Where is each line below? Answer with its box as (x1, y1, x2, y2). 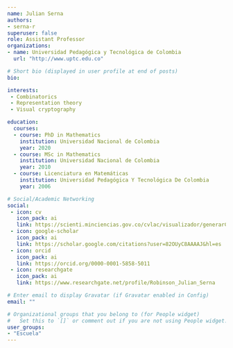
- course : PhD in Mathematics (13, 131, 101, 139)
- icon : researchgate (10, 266, 73, 274)
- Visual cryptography (10, 106, 76, 113)
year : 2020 (19, 144, 51, 151)
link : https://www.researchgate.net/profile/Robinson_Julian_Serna (16, 279, 216, 286)
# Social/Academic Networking (7, 195, 95, 202)
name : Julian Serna (7, 10, 64, 17)
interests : (7, 87, 39, 94)
